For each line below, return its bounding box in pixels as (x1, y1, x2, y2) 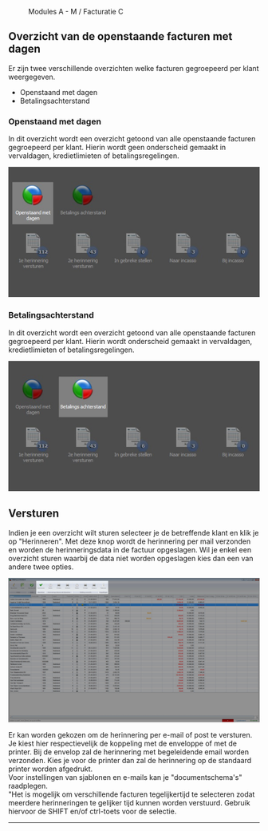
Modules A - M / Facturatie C (28, 7, 124, 16)
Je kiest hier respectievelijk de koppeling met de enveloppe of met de (8, 738, 238, 748)
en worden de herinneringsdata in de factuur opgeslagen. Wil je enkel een (8, 544, 252, 554)
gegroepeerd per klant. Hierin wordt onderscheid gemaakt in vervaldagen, (8, 336, 253, 346)
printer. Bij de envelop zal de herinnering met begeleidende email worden (8, 746, 250, 757)
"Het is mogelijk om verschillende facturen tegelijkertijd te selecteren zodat (8, 789, 255, 799)
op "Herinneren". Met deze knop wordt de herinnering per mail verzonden (8, 536, 251, 546)
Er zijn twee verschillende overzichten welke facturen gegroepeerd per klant (8, 63, 259, 73)
